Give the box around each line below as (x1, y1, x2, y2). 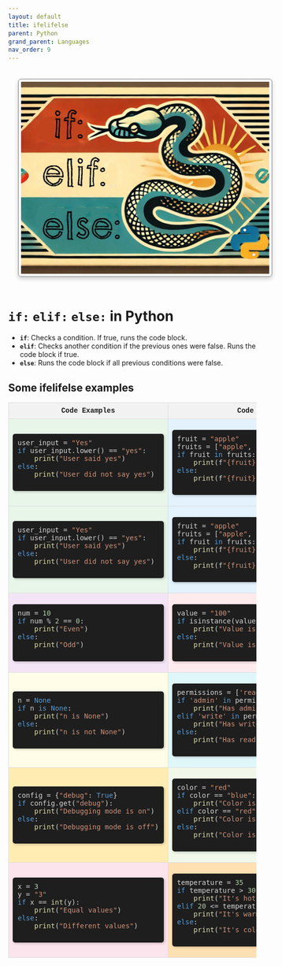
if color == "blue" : (176, 791, 256, 800)
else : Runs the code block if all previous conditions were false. (19, 359, 224, 368)
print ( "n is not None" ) (34, 727, 126, 737)
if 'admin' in (176, 696, 232, 705)
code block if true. (19, 350, 80, 359)
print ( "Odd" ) (34, 641, 84, 649)
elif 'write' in (176, 711, 240, 721)
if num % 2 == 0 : (17, 617, 84, 626)
